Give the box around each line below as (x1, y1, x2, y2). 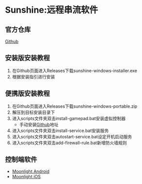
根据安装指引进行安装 (12, 74, 55, 79)
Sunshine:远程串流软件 (5, 4, 98, 16)
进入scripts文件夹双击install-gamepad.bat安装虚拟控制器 (12, 115, 126, 121)
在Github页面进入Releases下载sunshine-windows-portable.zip (12, 103, 138, 109)
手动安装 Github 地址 (19, 121, 59, 127)
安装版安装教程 (5, 54, 50, 62)
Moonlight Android (12, 168, 50, 174)
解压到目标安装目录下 (12, 109, 55, 115)
